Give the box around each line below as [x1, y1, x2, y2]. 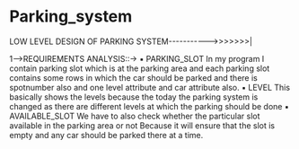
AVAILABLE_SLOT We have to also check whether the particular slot [9, 110, 260, 121]
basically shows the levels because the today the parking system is [9, 92, 259, 102]
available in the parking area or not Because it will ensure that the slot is [9, 119, 276, 131]
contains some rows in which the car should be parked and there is [9, 72, 258, 83]
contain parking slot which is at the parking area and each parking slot [9, 63, 270, 74]
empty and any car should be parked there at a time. [9, 129, 204, 140]
